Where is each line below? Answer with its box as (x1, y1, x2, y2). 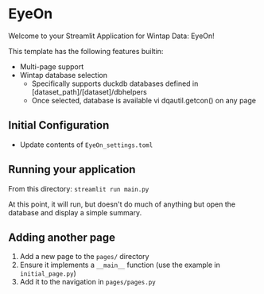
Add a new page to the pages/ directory (19, 252, 149, 261)
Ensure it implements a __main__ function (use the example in (19, 260, 220, 270)
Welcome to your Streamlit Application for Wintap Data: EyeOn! (8, 31, 215, 41)
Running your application (8, 163, 136, 176)
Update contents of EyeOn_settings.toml (19, 140, 153, 149)
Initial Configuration (8, 118, 110, 132)
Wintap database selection (19, 70, 108, 79)
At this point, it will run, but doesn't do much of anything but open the (8, 199, 236, 209)
